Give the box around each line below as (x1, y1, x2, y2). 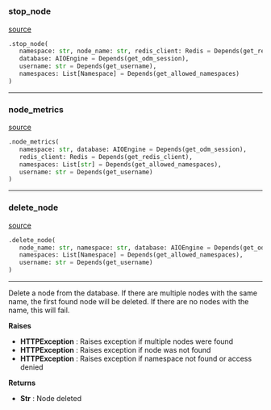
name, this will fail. (8, 305, 70, 316)
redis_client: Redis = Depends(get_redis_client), (19, 153, 194, 161)
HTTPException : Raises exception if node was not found (19, 345, 211, 355)
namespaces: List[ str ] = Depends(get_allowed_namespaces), (19, 160, 222, 169)
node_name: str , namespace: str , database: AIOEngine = (19, 244, 211, 252)
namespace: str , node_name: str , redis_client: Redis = (19, 47, 211, 56)
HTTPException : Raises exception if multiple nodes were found (19, 337, 234, 346)
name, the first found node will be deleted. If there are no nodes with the (8, 297, 249, 307)
